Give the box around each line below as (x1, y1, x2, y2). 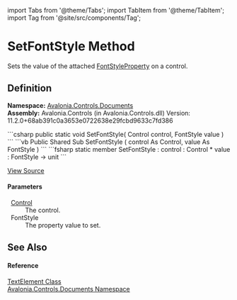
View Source (7, 166, 45, 174)
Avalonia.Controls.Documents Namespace (7, 284, 131, 293)
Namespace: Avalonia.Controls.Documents (7, 101, 134, 109)
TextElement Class (7, 277, 62, 286)
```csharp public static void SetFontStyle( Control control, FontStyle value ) (7, 130, 224, 138)
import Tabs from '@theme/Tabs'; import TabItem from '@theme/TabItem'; (7, 6, 225, 14)
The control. (25, 206, 61, 214)
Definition (7, 82, 52, 94)
